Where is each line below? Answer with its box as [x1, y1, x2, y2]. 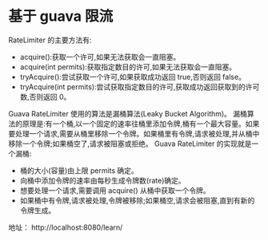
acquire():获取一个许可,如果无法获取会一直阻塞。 [19, 52, 181, 61]
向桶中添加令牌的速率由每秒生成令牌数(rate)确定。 [19, 175, 186, 185]
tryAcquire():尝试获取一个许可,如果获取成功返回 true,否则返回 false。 [19, 72, 246, 81]
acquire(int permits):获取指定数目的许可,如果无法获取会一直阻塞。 [19, 61, 237, 72]
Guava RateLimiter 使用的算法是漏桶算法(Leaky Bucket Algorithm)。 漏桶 [8, 108, 248, 118]
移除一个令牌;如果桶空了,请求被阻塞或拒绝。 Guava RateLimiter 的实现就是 [8, 139, 252, 148]
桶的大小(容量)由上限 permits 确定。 [19, 165, 138, 175]
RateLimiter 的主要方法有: [8, 35, 92, 45]
